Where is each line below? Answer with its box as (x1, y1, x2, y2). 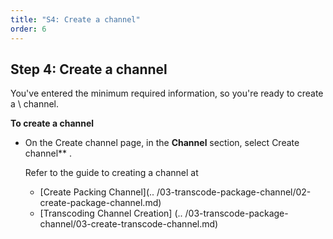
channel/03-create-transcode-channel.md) (39, 218, 219, 230)
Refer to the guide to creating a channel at (24, 167, 199, 179)
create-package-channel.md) (39, 197, 162, 209)
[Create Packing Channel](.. (39, 186, 155, 198)
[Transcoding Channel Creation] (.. (39, 207, 183, 220)
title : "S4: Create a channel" (10, 14, 141, 25)
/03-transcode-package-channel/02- (156, 186, 312, 198)
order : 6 (10, 24, 47, 34)
